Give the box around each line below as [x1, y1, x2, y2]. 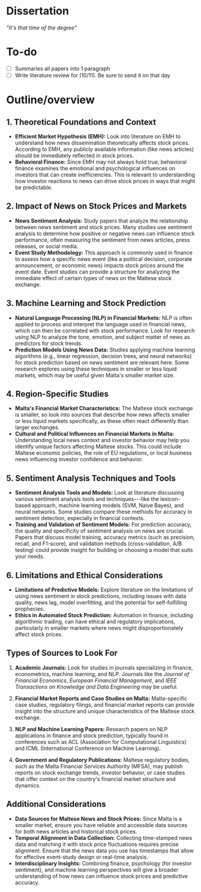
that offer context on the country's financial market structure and [14, 775, 176, 782]
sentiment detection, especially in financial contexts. [14, 515, 145, 522]
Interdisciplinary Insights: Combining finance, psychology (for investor [14, 860, 192, 867]
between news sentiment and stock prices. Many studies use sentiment [14, 223, 193, 230]
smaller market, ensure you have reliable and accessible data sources [14, 821, 188, 828]
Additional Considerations [6, 799, 106, 809]
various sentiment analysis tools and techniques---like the [14, 495, 159, 503]
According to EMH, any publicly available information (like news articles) [14, 146, 194, 152]
